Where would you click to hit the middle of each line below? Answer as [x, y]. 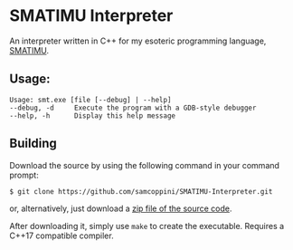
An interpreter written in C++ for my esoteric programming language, [138, 41]
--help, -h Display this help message [93, 115]
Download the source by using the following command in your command [145, 165]
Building [33, 144]
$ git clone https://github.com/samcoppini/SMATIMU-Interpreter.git [141, 191]
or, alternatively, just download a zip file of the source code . [121, 208]
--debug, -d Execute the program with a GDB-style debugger [133, 108]
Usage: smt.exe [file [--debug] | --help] [90, 100]
